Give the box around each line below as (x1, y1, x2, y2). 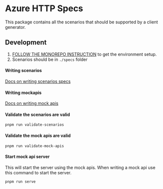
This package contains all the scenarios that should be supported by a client (5, 19, 158, 25)
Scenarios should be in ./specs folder (12, 57, 88, 62)
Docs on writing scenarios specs (5, 78, 71, 84)
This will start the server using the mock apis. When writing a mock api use (5, 164, 156, 170)
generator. (5, 24, 26, 30)
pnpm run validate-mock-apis (5, 143, 64, 149)
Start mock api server (5, 154, 50, 160)
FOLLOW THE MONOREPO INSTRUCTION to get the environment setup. (12, 51, 157, 57)
